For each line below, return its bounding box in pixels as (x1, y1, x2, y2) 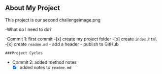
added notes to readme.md (19, 64, 72, 70)
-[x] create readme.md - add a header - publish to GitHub (5, 41, 119, 47)
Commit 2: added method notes (12, 59, 77, 65)
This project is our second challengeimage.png (5, 17, 101, 23)
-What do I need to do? (5, 26, 52, 32)
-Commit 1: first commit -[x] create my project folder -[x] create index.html (5, 36, 158, 42)
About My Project (5, 4, 60, 12)
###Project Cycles (5, 50, 43, 55)
